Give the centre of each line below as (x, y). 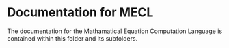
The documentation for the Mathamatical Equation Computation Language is (115, 31)
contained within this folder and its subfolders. (72, 38)
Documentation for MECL (80, 13)
